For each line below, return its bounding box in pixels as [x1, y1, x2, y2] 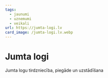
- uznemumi [9, 16, 32, 21]
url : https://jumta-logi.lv [5, 26, 63, 30]
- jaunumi [9, 12, 29, 17]
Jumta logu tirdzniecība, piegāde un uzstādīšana [5, 67, 104, 73]
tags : [5, 7, 16, 12]
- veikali [9, 21, 29, 26]
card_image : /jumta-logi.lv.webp [5, 30, 73, 35]
